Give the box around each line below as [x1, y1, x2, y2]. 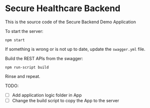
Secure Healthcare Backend [5, 3, 121, 14]
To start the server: [5, 28, 44, 34]
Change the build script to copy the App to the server [12, 98, 119, 103]
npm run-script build [5, 65, 49, 70]
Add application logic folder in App [12, 92, 82, 98]
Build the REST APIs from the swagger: [5, 55, 83, 61]
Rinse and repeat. [5, 73, 40, 79]
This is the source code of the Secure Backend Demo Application [5, 19, 136, 25]
